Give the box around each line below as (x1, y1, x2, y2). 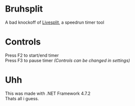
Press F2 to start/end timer (5, 52, 59, 58)
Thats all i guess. (5, 95, 39, 101)
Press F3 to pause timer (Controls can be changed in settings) (5, 57, 130, 63)
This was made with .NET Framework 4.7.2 (5, 91, 91, 96)
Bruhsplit (5, 3, 43, 15)
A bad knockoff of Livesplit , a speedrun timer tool (5, 19, 105, 25)
